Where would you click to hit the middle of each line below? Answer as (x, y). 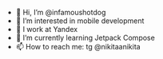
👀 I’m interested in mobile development (80, 21)
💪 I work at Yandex (47, 29)
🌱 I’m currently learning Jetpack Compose (85, 37)
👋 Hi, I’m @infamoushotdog (61, 12)
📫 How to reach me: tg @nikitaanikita (78, 47)
